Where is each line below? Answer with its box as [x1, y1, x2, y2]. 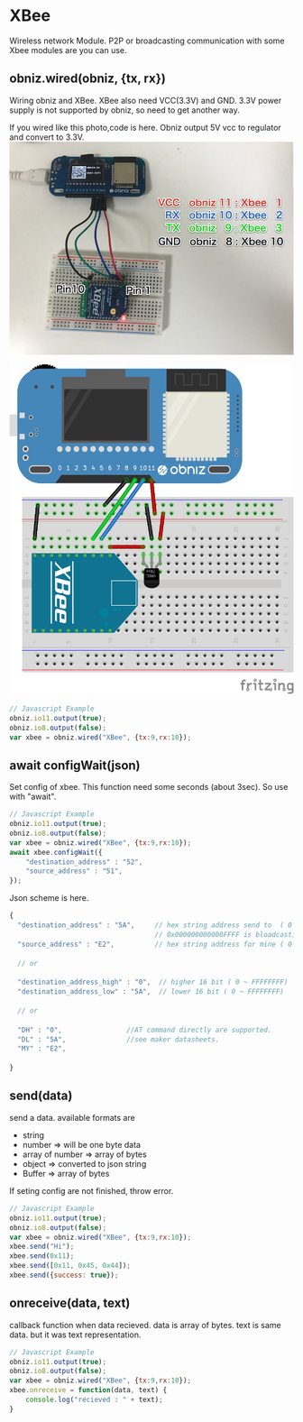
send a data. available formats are [9, 1112, 135, 1123]
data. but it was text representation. [9, 1329, 142, 1340]
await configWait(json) [9, 757, 142, 773]
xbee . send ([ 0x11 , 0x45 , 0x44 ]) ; [9, 1261, 131, 1271]
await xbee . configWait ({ [9, 848, 103, 857]
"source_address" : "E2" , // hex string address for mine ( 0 [17, 940, 293, 949]
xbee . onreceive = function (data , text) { [9, 1386, 168, 1395]
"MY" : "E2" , [17, 1044, 67, 1053]
